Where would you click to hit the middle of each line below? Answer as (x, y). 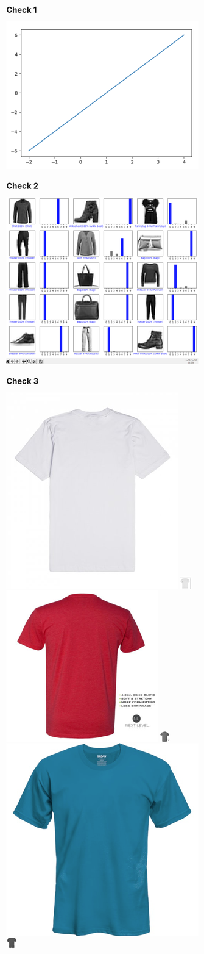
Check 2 (22, 186)
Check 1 (22, 10)
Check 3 (23, 381)
